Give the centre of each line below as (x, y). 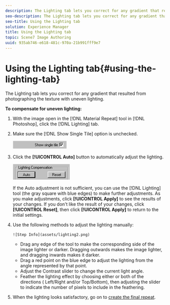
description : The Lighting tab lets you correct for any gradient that (82, 11)
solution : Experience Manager (37, 27)
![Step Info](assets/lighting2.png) (51, 234)
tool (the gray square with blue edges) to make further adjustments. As (87, 193)
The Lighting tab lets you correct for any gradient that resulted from (76, 93)
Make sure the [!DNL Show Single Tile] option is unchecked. (75, 133)
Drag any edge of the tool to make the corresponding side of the (87, 244)
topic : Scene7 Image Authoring (38, 38)
